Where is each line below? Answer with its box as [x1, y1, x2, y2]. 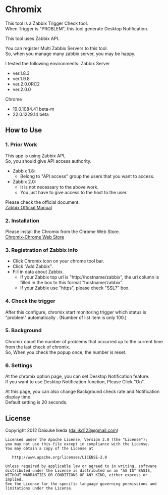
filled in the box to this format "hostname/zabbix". [20, 280, 124, 286]
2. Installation [5, 217, 39, 224]
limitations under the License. [5, 485, 73, 491]
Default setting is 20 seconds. [5, 399, 68, 406]
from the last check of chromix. [5, 344, 71, 350]
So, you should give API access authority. [5, 158, 92, 164]
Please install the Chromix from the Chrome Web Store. [5, 229, 120, 235]
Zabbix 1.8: [12, 168, 35, 174]
